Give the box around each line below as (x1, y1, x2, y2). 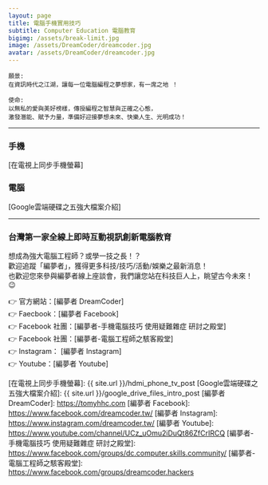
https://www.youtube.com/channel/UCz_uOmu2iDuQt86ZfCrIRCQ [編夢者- (8, 428, 254, 438)
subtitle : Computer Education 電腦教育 (8, 26, 136, 34)
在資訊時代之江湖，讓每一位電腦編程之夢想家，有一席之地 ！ (8, 81, 179, 89)
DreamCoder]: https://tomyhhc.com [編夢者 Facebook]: (8, 398, 191, 407)
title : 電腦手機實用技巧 (8, 19, 81, 27)
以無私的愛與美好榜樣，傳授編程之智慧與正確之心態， (8, 105, 157, 113)
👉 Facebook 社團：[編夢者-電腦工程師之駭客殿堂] (8, 333, 174, 344)
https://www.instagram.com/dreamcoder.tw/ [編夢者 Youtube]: (8, 418, 214, 427)
